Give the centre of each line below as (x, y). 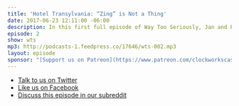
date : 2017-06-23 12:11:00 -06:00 (59, 20)
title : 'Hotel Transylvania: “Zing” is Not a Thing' (87, 14)
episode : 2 (23, 34)
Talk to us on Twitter (48, 80)
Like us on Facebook (48, 87)
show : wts (22, 40)
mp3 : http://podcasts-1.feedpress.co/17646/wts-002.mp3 (92, 47)
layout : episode (31, 54)
